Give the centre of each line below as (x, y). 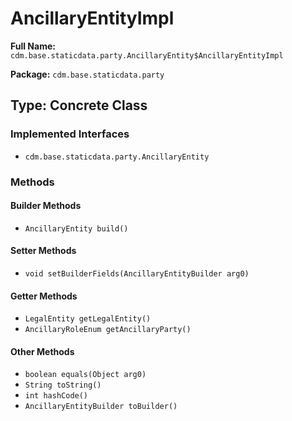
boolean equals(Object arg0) (85, 375)
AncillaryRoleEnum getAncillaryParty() (108, 330)
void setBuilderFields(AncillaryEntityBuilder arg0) (137, 273)
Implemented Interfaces (70, 134)
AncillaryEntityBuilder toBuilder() (101, 407)
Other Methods (42, 351)
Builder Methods (46, 206)
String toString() (63, 385)
